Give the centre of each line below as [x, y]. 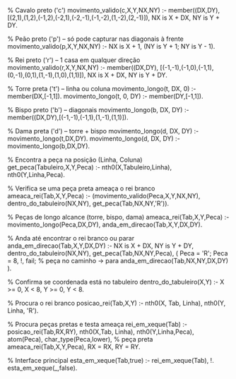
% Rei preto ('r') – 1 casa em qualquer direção [74, 60]
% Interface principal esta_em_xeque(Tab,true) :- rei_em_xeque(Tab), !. [111, 360]
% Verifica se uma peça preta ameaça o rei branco [81, 188]
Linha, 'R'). [23, 311]
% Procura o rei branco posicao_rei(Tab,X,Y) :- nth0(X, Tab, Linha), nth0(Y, [117, 303]
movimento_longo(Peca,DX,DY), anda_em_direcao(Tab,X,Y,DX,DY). [105, 224]
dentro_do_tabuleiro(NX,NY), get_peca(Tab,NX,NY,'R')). [88, 203]
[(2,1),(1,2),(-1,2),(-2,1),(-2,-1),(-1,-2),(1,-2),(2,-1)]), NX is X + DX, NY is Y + [114, 18]
